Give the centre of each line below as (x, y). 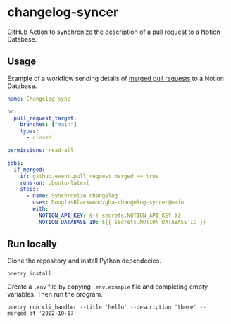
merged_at (22, 313)
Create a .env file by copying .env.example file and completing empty (108, 287)
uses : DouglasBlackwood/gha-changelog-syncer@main (108, 202)
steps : (30, 189)
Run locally (32, 244)
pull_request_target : (45, 118)
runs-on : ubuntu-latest (55, 183)
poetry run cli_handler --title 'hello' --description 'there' (102, 307)
